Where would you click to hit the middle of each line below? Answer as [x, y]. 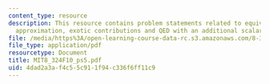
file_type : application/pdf [55, 46]
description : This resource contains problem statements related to [125, 23]
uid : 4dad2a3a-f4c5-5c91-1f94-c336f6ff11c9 [82, 68]
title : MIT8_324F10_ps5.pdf [55, 61]
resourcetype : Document [48, 53]
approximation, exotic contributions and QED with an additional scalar [139, 30]
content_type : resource [48, 16]
